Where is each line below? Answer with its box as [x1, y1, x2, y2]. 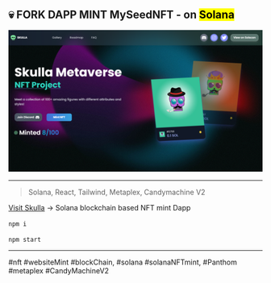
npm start [8, 235, 42, 244]
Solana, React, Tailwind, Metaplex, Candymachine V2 [27, 187, 206, 198]
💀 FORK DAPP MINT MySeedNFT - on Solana [8, 8, 236, 22]
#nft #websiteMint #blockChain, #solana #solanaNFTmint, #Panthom [8, 257, 238, 267]
